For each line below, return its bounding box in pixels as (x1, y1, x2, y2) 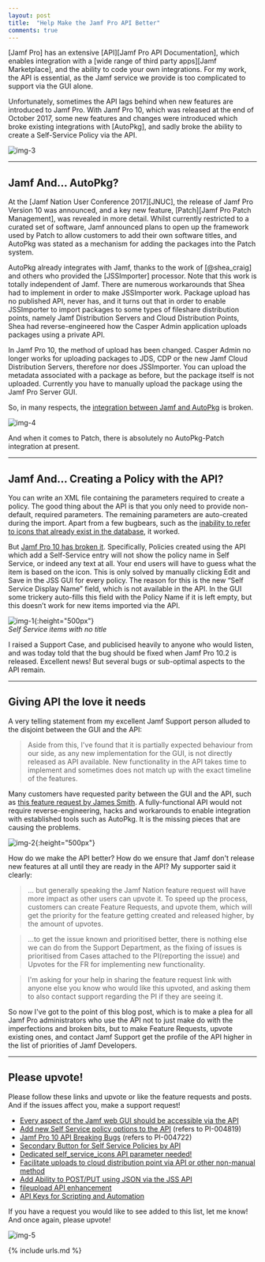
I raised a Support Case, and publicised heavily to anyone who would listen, (8, 640, 254, 649)
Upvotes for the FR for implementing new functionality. (27, 959, 206, 969)
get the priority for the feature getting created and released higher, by (27, 910, 255, 920)
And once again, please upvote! (8, 1215, 111, 1224)
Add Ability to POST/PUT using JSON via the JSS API (19, 1174, 192, 1184)
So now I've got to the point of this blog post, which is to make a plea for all (8, 1007, 253, 1016)
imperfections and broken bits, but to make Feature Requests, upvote (8, 1023, 233, 1033)
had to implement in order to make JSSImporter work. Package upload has (8, 288, 251, 297)
